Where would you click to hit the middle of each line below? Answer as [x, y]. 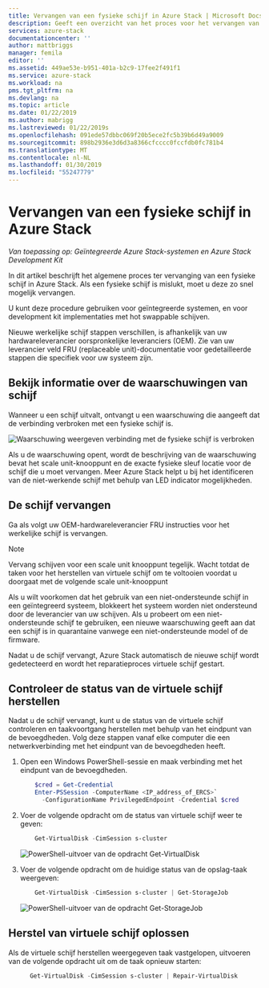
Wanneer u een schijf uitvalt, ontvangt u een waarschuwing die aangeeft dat [134, 415]
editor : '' [26, 61]
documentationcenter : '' [50, 38]
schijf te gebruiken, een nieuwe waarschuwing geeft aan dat [156, 622]
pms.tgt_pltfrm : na [41, 90]
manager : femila [35, 53]
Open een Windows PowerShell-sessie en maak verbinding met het [131, 762]
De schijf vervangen [60, 505]
